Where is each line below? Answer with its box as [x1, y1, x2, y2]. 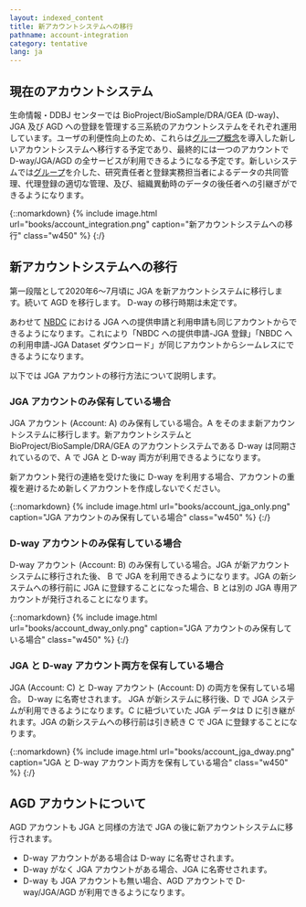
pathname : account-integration [9, 30, 129, 39]
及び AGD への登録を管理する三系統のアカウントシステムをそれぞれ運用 [26, 121, 297, 132]
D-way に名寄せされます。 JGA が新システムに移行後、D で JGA [26, 693, 269, 704]
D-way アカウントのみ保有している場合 [9, 537, 183, 550]
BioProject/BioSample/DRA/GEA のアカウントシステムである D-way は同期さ [9, 441, 298, 452]
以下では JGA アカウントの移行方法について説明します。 [9, 369, 221, 380]
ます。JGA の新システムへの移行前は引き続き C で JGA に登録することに [16, 716, 290, 727]
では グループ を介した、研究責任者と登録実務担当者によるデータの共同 [16, 166, 281, 177]
